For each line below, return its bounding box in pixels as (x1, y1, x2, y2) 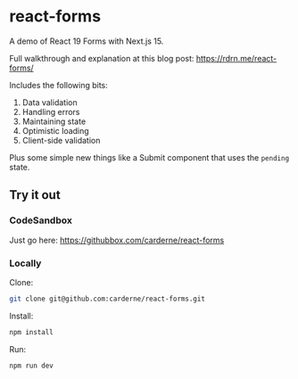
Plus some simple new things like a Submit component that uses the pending (9, 152, 290, 162)
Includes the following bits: (9, 79, 109, 90)
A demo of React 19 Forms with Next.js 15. (9, 36, 164, 46)
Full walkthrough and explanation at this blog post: (9, 53, 195, 63)
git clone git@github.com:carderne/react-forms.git (9, 294, 205, 303)
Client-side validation (21, 135, 101, 145)
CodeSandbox (9, 214, 73, 227)
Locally (9, 257, 42, 269)
